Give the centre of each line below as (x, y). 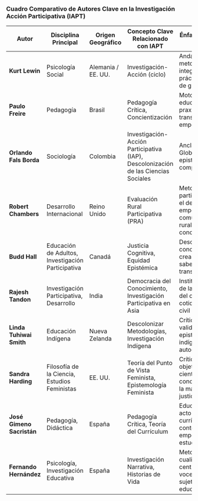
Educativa (60, 478)
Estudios (58, 381)
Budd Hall (23, 257)
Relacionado (150, 39)
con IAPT (150, 46)
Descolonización (150, 164)
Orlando (21, 153)
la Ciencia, (61, 374)
